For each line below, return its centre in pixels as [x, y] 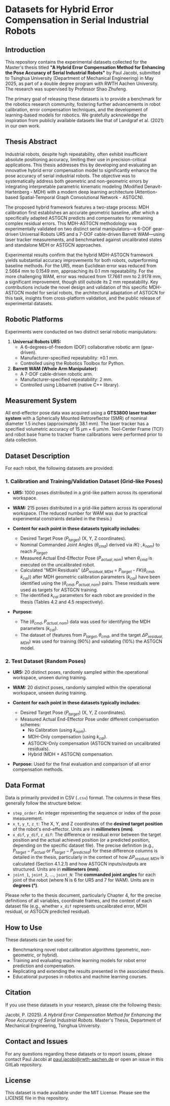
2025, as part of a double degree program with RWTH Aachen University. [82, 83]
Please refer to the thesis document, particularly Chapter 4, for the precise [83, 895]
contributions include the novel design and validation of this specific [77, 287]
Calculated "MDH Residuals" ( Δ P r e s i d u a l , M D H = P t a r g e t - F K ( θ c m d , [88, 571]
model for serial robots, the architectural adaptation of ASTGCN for [95, 292]
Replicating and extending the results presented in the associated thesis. [89, 971]
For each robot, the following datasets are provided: [59, 468]
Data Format [25, 785]
